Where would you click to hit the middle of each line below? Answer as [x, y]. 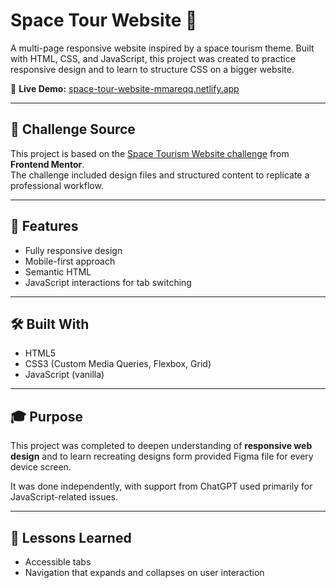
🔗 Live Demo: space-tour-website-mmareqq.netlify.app [125, 88]
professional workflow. [57, 185]
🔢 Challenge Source [73, 129]
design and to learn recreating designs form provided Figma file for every [162, 456]
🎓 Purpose [46, 416]
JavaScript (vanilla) [64, 375]
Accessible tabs [58, 562]
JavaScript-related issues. [64, 497]
